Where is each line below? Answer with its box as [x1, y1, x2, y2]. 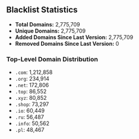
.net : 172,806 [15, 81, 50, 89]
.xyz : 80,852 [15, 94, 47, 102]
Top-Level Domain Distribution [6, 55, 99, 63]
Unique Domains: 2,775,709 [15, 27, 86, 34]
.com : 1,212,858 [15, 69, 53, 76]
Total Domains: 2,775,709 [15, 20, 80, 28]
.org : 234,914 [15, 75, 50, 82]
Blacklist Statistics [6, 5, 78, 15]
